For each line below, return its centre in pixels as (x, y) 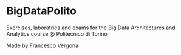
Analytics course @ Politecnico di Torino (57, 33)
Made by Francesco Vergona (43, 45)
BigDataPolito (42, 11)
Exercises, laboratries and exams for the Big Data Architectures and (91, 27)
